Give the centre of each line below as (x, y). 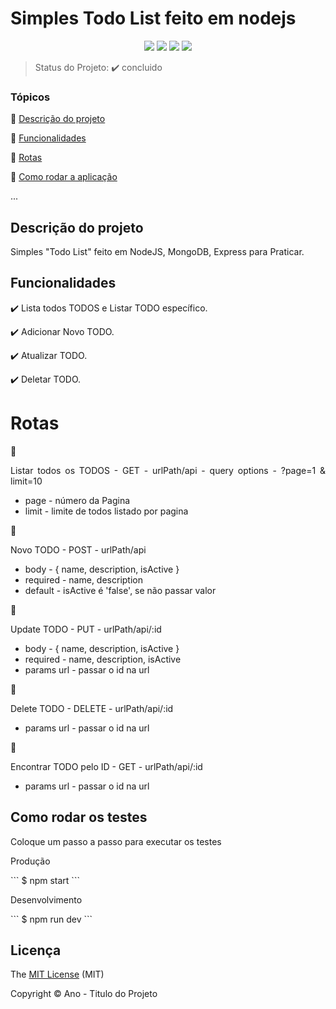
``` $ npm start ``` (45, 880)
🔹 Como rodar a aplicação (64, 177)
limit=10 (26, 481)
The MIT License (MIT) (57, 974)
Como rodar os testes (79, 817)
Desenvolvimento (46, 899)
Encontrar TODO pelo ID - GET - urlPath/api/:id (106, 766)
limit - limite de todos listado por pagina (106, 511)
